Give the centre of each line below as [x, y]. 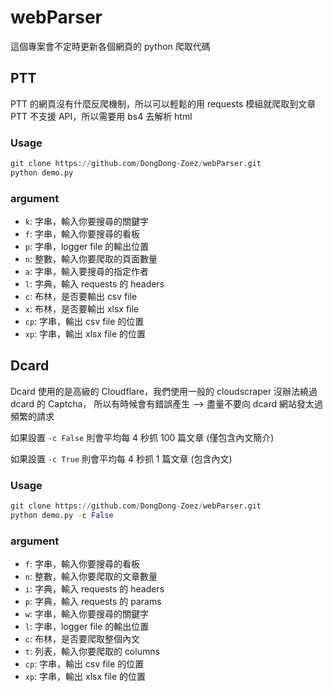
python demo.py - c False [62, 516]
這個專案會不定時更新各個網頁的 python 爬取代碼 [110, 46]
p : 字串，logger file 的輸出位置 [87, 247]
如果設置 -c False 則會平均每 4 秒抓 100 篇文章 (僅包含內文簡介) [142, 437]
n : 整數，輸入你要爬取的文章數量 [91, 577]
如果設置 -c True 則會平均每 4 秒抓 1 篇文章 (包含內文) [121, 458]
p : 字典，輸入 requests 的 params [93, 602]
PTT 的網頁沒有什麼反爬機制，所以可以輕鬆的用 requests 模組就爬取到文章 [163, 103]
